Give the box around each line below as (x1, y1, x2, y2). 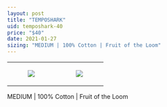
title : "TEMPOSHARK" (7, 16, 67, 23)
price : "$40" (7, 29, 45, 36)
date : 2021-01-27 (7, 36, 57, 43)
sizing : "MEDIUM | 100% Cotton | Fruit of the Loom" (7, 42, 162, 49)
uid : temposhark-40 (7, 23, 63, 29)
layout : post (7, 10, 45, 17)
